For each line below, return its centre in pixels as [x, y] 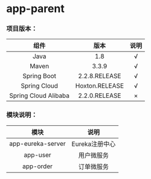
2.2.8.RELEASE [100, 76]
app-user [37, 155]
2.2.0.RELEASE [100, 96]
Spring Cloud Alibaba [40, 96]
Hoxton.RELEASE [100, 86]
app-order [37, 166]
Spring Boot [39, 76]
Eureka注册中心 [94, 144]
